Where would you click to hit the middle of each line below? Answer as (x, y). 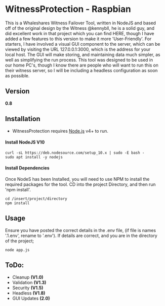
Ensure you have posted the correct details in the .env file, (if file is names (81, 230)
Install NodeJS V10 (25, 142)
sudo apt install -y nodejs (34, 157)
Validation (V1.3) (29, 282)
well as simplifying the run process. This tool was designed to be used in (79, 60)
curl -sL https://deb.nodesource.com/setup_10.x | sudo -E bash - (75, 153)
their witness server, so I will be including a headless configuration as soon (82, 70)
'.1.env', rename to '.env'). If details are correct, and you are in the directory (81, 235)
